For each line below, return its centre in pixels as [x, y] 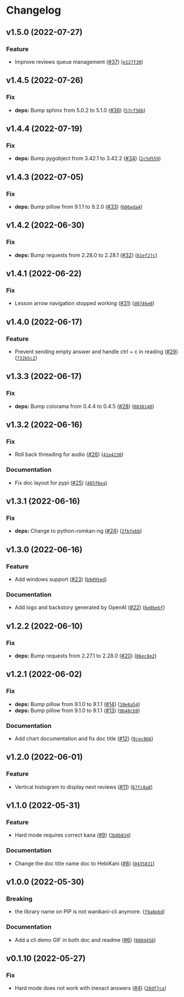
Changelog [34, 10]
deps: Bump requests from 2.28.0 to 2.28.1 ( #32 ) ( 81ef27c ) [86, 255]
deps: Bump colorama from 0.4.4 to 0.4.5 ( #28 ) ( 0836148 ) [84, 406]
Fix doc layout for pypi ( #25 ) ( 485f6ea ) [61, 483]
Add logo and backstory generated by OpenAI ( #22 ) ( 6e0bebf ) [90, 607]
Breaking [19, 899]
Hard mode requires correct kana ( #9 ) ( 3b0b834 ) [73, 835]
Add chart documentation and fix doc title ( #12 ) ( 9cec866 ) [84, 739]
